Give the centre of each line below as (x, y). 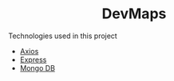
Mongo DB (38, 67)
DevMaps (134, 14)
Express (33, 60)
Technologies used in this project (63, 36)
